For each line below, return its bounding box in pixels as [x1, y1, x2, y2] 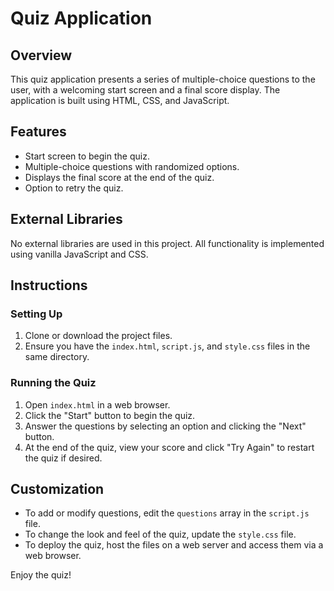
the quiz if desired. [24, 452, 103, 464]
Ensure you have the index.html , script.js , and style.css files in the [24, 340, 311, 352]
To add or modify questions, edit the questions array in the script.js [24, 507, 310, 519]
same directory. [24, 351, 90, 363]
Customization [10, 481, 105, 497]
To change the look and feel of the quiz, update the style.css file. [24, 528, 297, 541]
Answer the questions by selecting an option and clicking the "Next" [24, 420, 307, 432]
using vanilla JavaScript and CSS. [10, 248, 149, 260]
